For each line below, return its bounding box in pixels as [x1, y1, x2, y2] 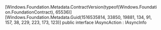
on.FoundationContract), [5, 9, 55, 15]
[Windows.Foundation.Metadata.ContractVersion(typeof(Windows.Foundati [5, 4, 157, 10]
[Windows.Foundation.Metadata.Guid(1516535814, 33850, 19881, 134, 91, [5, 15, 152, 20]
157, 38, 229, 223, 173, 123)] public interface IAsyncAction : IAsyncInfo [5, 19, 147, 25]
